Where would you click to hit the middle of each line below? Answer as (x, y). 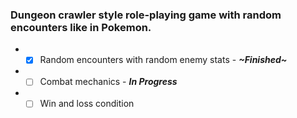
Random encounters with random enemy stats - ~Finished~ (163, 60)
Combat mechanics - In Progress (108, 82)
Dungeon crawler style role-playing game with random (146, 15)
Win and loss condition (87, 104)
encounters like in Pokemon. (81, 27)
